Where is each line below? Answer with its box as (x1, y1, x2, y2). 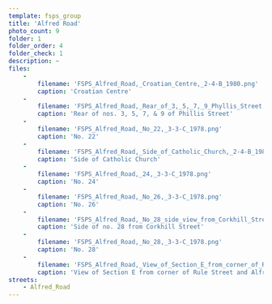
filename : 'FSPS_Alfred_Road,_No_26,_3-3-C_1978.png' (37, 192, 223, 201)
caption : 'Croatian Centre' (37, 87, 132, 96)
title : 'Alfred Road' (8, 19, 82, 28)
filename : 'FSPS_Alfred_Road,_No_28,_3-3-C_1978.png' (37, 238, 223, 246)
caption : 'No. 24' (37, 178, 100, 186)
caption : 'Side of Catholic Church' (37, 155, 161, 163)
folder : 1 (8, 34, 42, 43)
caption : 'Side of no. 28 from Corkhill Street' (37, 223, 205, 231)
